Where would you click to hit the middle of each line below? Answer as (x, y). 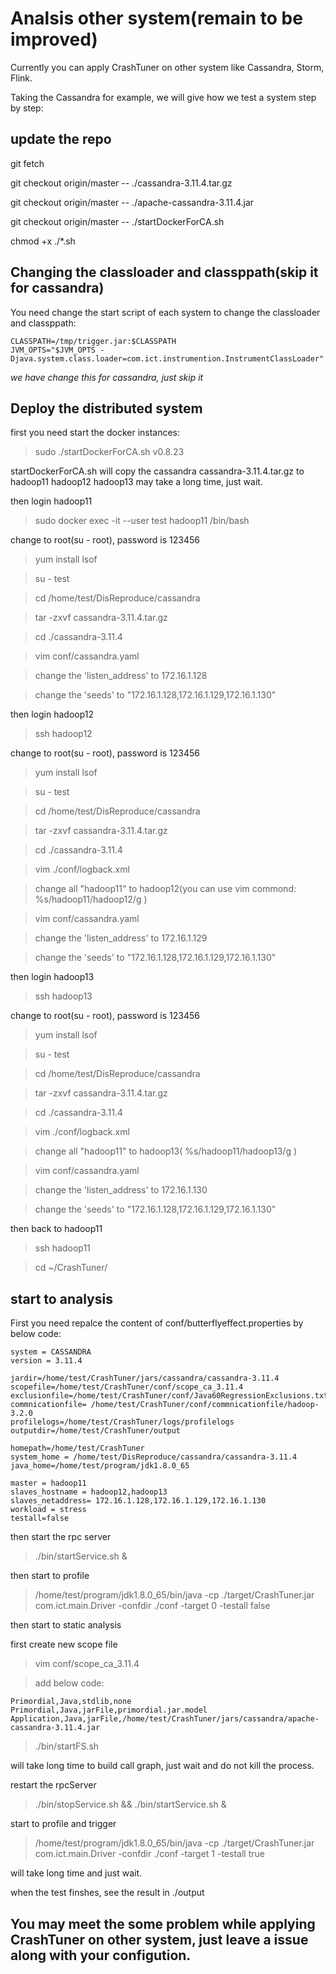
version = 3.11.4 (46, 1361)
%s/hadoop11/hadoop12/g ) (91, 899)
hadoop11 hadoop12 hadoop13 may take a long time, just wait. (136, 482)
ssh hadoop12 (63, 734)
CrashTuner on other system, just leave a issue (159, 1939)
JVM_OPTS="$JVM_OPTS (53, 350)
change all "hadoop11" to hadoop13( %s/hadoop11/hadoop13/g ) (166, 1151)
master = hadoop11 (48, 1483)
